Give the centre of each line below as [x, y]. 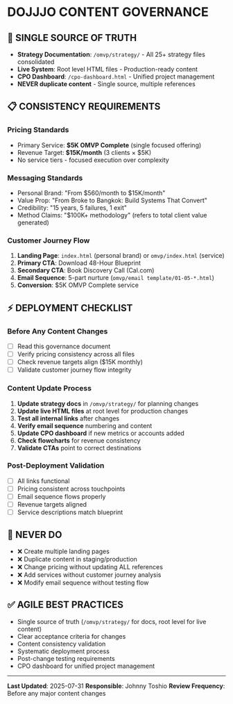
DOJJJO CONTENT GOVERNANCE [108, 12]
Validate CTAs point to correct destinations [79, 448]
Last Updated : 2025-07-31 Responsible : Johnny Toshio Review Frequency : [116, 686]
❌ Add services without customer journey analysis [89, 575]
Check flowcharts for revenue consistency [79, 440]
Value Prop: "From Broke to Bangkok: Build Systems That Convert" [112, 200]
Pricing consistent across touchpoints [71, 489]
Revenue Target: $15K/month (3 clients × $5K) [84, 152]
